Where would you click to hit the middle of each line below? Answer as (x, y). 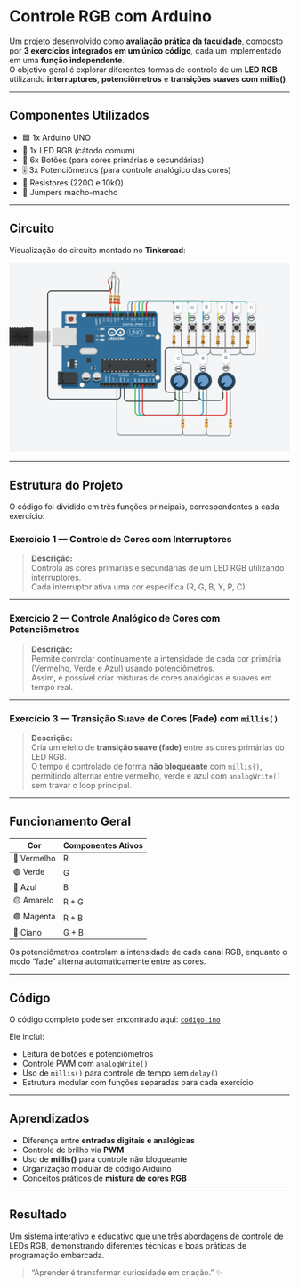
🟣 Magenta (34, 917)
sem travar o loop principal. (81, 785)
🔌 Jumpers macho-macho (70, 192)
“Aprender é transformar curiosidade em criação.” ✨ (127, 1272)
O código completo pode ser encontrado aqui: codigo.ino (115, 1019)
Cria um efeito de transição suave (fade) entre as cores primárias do (158, 747)
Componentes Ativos (104, 845)
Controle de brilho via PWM (73, 1150)
